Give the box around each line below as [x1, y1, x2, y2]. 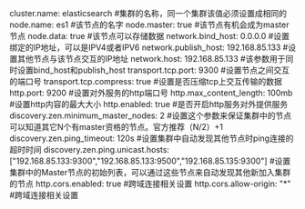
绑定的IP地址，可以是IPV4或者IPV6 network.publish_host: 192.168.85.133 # [9, 42, 289, 53]
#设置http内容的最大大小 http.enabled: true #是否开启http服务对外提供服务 [9, 99, 289, 109]
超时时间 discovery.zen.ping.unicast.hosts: [9, 144, 170, 154]
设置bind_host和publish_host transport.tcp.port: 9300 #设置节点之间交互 [16, 65, 290, 75]
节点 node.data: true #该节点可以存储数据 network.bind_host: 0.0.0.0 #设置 [9, 31, 290, 41]
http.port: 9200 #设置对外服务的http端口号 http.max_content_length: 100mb [9, 87, 293, 98]
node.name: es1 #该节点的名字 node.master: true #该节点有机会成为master [9, 19, 290, 30]
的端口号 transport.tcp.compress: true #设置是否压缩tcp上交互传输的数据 [9, 76, 282, 86]
